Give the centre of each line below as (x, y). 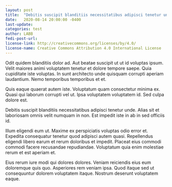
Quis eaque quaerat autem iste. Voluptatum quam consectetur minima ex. (83, 89)
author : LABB (19, 34)
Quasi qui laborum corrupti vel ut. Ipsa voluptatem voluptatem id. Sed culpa (85, 94)
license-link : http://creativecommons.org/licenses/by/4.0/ (71, 44)
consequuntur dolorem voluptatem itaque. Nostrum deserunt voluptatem (82, 173)
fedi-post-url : (21, 39)
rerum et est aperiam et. (31, 152)
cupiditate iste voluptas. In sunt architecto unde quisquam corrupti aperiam (84, 74)
